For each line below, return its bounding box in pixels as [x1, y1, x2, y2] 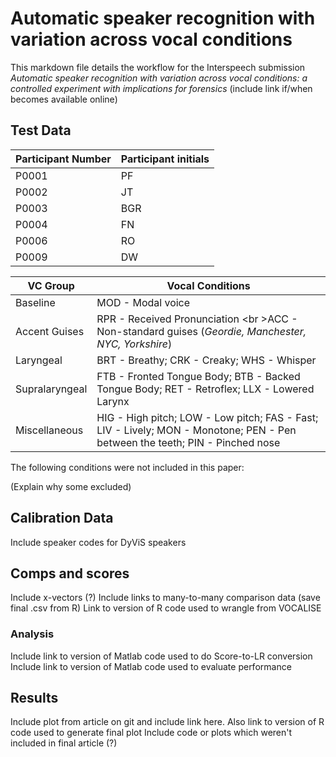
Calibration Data [10, 510, 114, 527]
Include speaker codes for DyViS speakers [10, 536, 187, 548]
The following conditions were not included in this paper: [10, 461, 245, 473]
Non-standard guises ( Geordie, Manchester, [96, 324, 307, 338]
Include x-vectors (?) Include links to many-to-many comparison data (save [10, 592, 321, 604]
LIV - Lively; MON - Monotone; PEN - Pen [96, 423, 297, 437]
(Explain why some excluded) [10, 480, 132, 492]
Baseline [15, 295, 56, 309]
